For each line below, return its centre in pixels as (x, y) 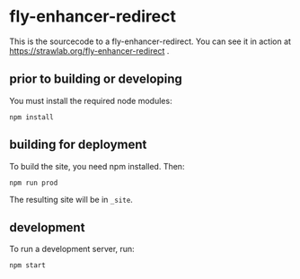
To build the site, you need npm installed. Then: (97, 166)
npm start (28, 266)
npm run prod (34, 183)
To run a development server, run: (72, 249)
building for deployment (78, 145)
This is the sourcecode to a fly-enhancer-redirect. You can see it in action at (150, 41)
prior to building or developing (96, 79)
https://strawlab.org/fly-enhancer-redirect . (89, 50)
